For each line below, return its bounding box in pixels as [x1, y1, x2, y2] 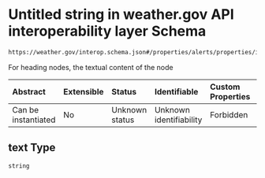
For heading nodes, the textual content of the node [8, 62, 174, 72]
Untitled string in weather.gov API [8, 6, 234, 24]
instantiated [12, 114, 56, 125]
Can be [12, 104, 39, 115]
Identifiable [154, 86, 199, 97]
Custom [210, 81, 241, 92]
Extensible [62, 86, 104, 97]
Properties [210, 91, 251, 102]
